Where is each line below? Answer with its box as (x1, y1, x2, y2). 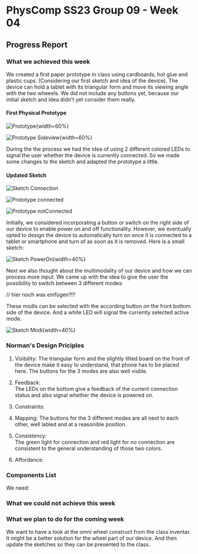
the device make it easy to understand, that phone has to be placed (14, 361, 179, 368)
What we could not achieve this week (6, 499, 116, 507)
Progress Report (6, 40, 68, 50)
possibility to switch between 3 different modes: (6, 280, 124, 287)
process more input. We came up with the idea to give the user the (6, 273, 168, 281)
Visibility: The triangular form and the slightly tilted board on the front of (14, 355, 190, 362)
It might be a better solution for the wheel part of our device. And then (6, 534, 177, 542)
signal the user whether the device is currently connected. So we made (6, 152, 180, 159)
